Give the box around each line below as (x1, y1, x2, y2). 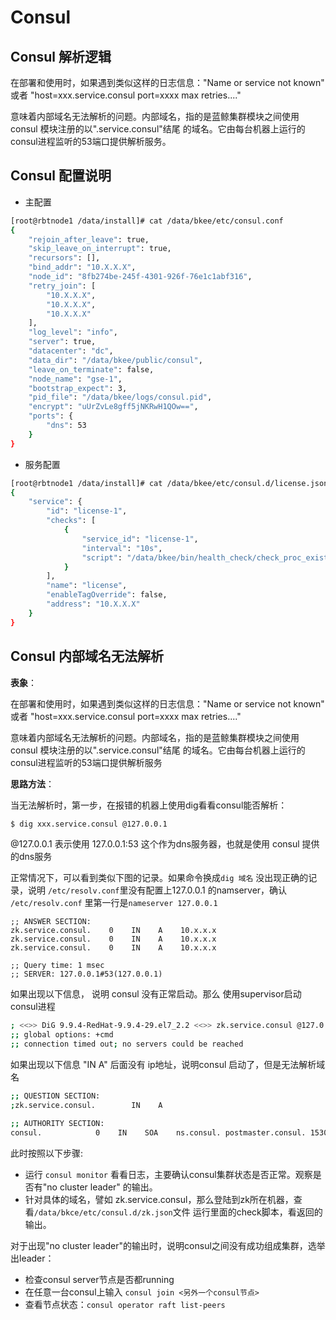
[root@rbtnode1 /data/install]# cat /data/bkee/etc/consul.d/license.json (10, 478, 329, 488)
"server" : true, (28, 337, 97, 347)
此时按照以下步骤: (10, 1147, 84, 1159)
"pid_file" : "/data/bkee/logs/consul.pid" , (28, 392, 213, 403)
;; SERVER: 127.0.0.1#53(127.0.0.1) (10, 969, 163, 980)
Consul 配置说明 (10, 167, 112, 185)
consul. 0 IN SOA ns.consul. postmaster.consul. (10, 1127, 307, 1138)
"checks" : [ (46, 516, 97, 526)
